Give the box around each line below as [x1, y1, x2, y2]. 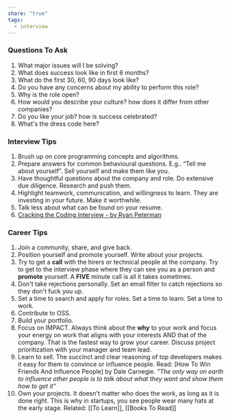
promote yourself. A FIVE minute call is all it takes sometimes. [17, 273, 192, 281]
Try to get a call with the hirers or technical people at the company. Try [17, 258, 218, 267]
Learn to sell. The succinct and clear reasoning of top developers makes [17, 353, 222, 361]
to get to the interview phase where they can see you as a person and [17, 265, 215, 273]
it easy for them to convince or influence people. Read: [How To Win [17, 360, 211, 368]
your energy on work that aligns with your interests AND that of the [17, 331, 207, 339]
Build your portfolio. [17, 317, 74, 325]
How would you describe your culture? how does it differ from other [17, 98, 209, 106]
